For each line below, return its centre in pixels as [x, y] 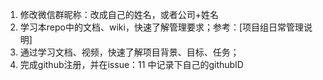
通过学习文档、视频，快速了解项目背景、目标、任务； [129, 52]
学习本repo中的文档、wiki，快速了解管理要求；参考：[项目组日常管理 [161, 27]
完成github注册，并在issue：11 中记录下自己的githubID [131, 64]
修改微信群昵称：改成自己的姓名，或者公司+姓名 [119, 14]
